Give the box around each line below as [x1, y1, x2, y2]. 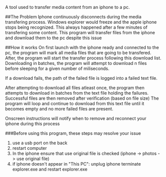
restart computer [12, 145, 47, 151]
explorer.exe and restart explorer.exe [12, 166, 88, 172]
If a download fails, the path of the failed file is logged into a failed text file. [5, 75, 158, 81]
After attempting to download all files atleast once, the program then [5, 85, 145, 91]
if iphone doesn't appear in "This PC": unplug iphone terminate [12, 161, 141, 167]
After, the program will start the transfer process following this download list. [5, 55, 162, 61]
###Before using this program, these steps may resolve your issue [5, 130, 141, 136]
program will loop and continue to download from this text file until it [5, 101, 145, 106]
